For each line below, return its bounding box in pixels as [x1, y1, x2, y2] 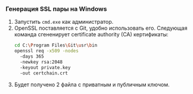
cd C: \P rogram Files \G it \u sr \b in [14, 42, 98, 49]
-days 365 [20, 54, 44, 59]
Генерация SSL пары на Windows [5, 5, 107, 13]
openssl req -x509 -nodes [14, 48, 79, 54]
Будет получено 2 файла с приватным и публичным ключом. [14, 81, 170, 88]
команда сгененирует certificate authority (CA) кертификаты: [14, 31, 169, 38]
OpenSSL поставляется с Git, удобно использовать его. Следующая [14, 24, 188, 32]
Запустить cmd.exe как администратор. [14, 18, 114, 26]
